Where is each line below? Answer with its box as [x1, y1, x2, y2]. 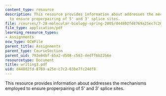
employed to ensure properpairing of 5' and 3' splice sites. [5, 86, 124, 91]
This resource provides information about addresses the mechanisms [5, 80, 147, 86]
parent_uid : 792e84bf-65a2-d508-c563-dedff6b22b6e [5, 53, 112, 58]
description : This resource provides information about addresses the [5, 12, 154, 17]
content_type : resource [5, 7, 54, 12]
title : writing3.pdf [5, 62, 48, 67]
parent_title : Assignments [5, 44, 61, 49]
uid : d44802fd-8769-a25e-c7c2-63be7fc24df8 [5, 67, 96, 72]
